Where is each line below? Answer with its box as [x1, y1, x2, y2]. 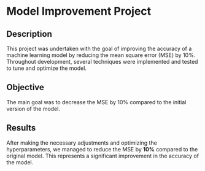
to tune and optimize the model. [6, 64, 87, 72]
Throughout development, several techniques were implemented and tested [6, 58, 198, 65]
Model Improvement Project [6, 4, 152, 18]
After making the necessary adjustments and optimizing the [6, 139, 158, 146]
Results [6, 123, 36, 133]
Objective [6, 82, 45, 93]
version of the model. [6, 105, 60, 112]
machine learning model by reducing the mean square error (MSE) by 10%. [6, 51, 196, 59]
